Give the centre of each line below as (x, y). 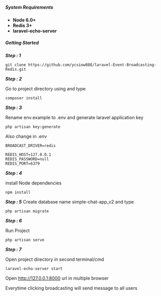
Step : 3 (14, 107)
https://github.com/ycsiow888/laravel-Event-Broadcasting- (92, 65)
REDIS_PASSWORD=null (27, 159)
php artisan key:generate (33, 127)
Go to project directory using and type (45, 88)
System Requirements (29, 7)
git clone (16, 65)
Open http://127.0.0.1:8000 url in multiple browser (57, 278)
